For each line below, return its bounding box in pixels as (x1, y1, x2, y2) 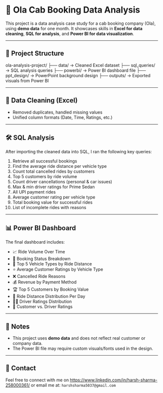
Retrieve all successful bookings (12, 158, 77, 164)
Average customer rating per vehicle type (12, 194, 96, 200)
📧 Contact (5, 364, 36, 373)
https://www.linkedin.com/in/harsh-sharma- (70, 377, 158, 383)
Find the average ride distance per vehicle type (12, 164, 107, 169)
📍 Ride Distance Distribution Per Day (12, 294, 86, 299)
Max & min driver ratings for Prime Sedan (12, 184, 95, 190)
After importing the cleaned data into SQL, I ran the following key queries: (5, 149, 152, 155)
